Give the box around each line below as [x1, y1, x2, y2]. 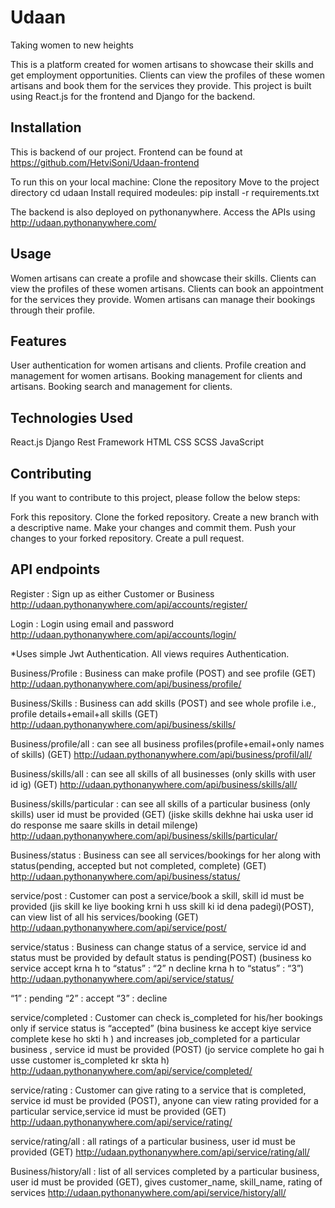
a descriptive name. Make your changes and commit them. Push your [10, 522, 297, 533]
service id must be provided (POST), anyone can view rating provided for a [10, 1094, 319, 1106]
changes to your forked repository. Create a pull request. [10, 532, 245, 544]
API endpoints [10, 561, 101, 578]
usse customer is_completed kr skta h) [10, 1054, 170, 1066]
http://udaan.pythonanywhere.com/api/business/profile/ [10, 677, 242, 690]
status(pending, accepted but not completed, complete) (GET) [10, 859, 267, 871]
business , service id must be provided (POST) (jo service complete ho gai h [10, 1043, 325, 1055]
